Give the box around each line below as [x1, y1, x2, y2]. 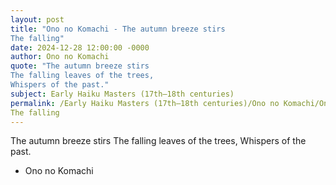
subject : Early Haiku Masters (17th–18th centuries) [10, 89, 235, 99]
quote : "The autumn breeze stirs [10, 61, 150, 71]
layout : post [10, 14, 65, 25]
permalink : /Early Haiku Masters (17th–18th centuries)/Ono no [10, 98, 280, 108]
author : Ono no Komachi [10, 52, 110, 62]
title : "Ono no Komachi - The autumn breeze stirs [10, 24, 226, 34]
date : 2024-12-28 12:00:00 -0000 [10, 42, 150, 53]
